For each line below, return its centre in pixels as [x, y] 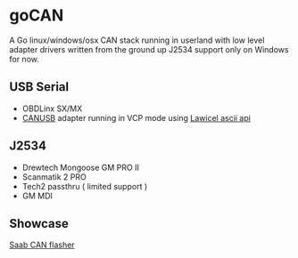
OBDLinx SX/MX [52, 109]
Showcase [39, 223]
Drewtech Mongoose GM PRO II [81, 167]
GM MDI [37, 196]
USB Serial [39, 87]
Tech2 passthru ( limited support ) [85, 186]
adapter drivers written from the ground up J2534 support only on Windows [149, 49]
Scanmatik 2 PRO [54, 177]
